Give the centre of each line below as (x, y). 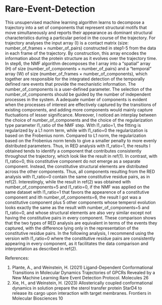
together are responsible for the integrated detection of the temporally (75, 79)
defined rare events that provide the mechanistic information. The (71, 84)
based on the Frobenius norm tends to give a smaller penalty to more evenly (81, 140)
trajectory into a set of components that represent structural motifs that (76, 27)
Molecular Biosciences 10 (37, 298)
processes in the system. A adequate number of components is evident (76, 99)
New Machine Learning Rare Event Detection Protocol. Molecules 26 (80, 277)
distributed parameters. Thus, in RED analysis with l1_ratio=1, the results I (78, 146)
